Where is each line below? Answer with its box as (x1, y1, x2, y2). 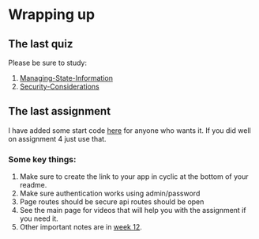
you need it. (19, 214, 59, 223)
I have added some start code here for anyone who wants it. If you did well (8, 125, 251, 135)
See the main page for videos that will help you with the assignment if (19, 206, 246, 215)
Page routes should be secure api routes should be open (19, 197, 205, 207)
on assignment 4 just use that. (8, 134, 107, 143)
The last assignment (8, 104, 111, 118)
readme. (19, 180, 47, 190)
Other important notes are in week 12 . (19, 222, 142, 232)
